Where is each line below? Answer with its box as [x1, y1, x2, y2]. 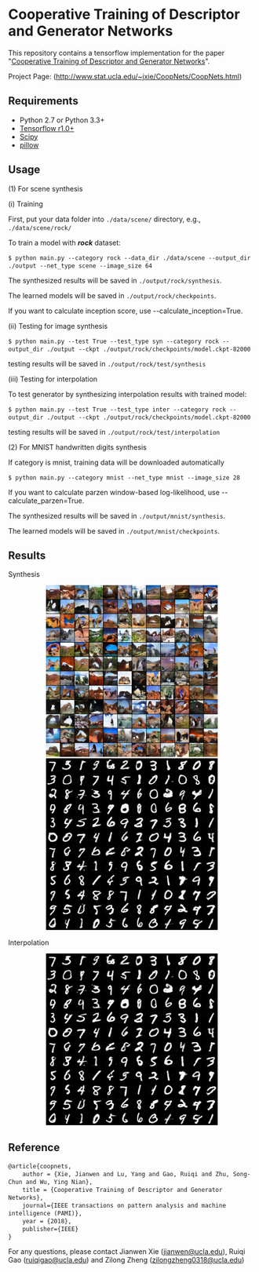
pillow [19, 140, 39, 150]
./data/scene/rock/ [8, 224, 72, 232]
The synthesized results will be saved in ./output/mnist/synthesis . [8, 511, 226, 520]
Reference [8, 1140, 60, 1154]
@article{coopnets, [8, 1163, 72, 1171]
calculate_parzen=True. [8, 496, 85, 505]
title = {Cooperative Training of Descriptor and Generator [22, 1186, 223, 1194]
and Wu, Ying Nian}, [25, 1179, 93, 1186]
